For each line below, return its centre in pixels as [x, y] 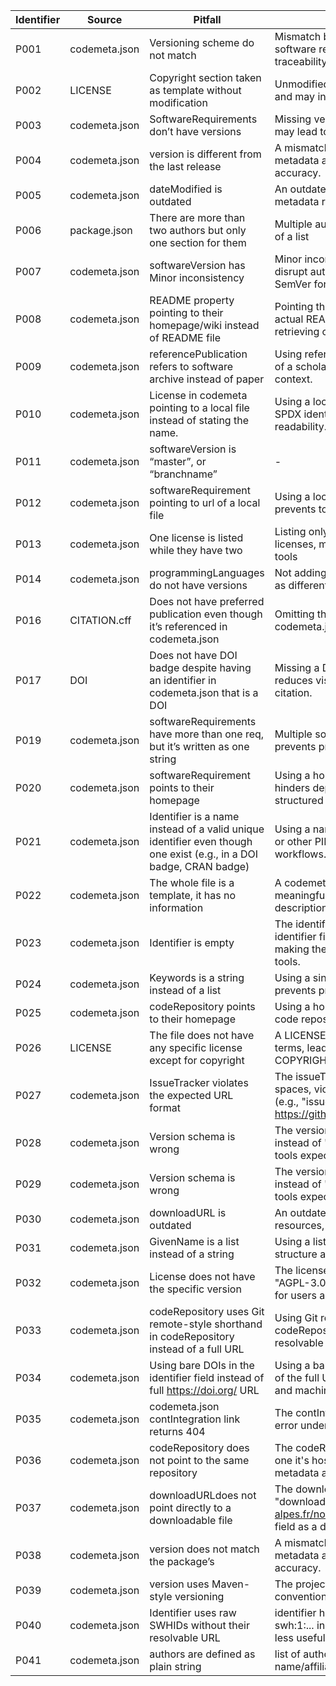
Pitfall [207, 19]
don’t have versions [195, 131]
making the [301, 949]
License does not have [202, 1276]
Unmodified [302, 84]
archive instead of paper [207, 379]
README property [192, 300]
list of [288, 1654]
